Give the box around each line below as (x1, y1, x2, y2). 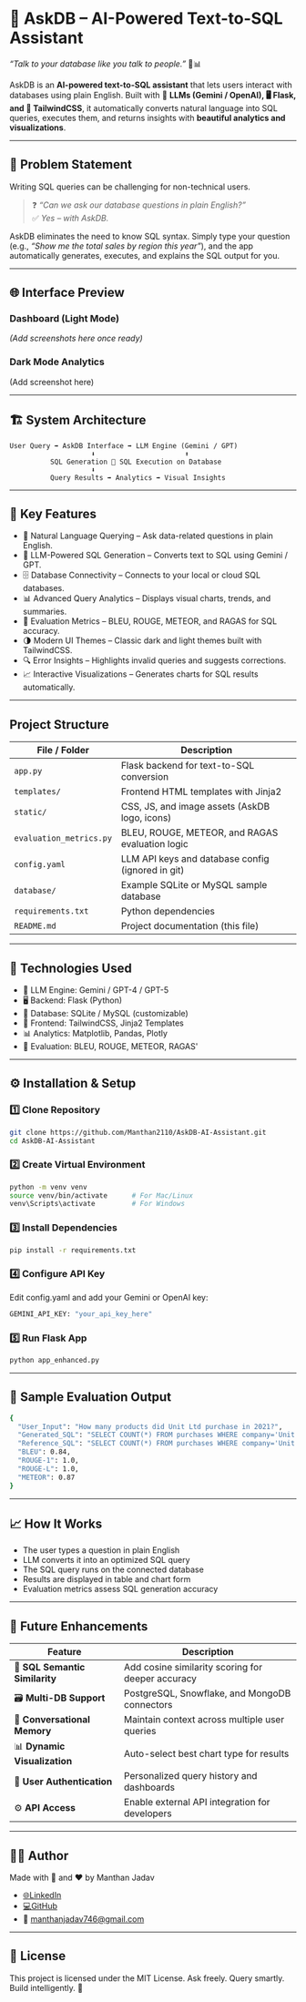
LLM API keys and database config (120, 853, 270, 865)
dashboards (124, 1781, 176, 1793)
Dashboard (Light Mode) (9, 312, 120, 325)
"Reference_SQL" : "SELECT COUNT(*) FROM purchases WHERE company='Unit (17, 1439, 296, 1448)
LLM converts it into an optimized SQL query (22, 1555, 190, 1566)
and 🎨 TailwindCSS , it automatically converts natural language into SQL (9, 102, 278, 113)
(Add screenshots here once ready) (9, 332, 143, 344)
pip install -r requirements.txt (9, 1245, 137, 1255)
